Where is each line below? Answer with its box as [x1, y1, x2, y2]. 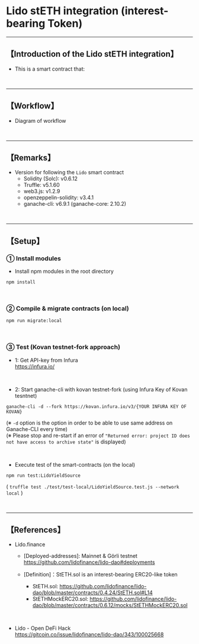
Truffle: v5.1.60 [23, 181, 60, 189]
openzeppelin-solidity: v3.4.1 [23, 194, 94, 201]
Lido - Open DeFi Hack [14, 624, 71, 632]
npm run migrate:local [6, 318, 62, 324]
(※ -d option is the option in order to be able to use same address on [6, 419, 173, 426]
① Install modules [6, 254, 61, 262]
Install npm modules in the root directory [14, 268, 114, 275]
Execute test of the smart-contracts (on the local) [14, 461, 136, 468]
